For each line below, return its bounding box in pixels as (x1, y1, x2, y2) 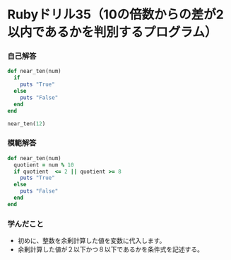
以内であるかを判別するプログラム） (7, 24, 218, 40)
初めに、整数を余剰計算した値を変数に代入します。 (17, 237, 166, 245)
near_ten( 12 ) (7, 120, 46, 128)
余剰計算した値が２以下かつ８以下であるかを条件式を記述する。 (17, 245, 203, 254)
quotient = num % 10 (13, 161, 74, 169)
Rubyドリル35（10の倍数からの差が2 (7, 6, 224, 23)
